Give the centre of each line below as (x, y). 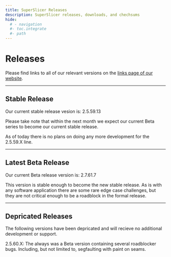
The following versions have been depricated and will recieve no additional (84, 229)
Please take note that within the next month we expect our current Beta (80, 121)
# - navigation (26, 24)
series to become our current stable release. (52, 126)
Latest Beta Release (37, 163)
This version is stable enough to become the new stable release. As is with (83, 185)
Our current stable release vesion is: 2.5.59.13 (53, 111)
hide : (11, 19)
